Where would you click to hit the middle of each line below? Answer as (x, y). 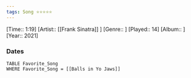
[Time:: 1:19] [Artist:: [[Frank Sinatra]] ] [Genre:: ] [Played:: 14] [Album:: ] (96, 29)
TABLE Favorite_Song (32, 63)
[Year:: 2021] (22, 35)
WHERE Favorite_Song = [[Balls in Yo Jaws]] (63, 69)
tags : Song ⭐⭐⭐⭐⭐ (29, 12)
